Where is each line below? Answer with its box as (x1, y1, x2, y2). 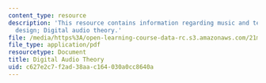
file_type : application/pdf (8, 41, 101, 49)
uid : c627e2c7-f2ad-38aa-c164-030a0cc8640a (8, 63, 154, 71)
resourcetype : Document (8, 48, 87, 56)
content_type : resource (8, 11, 87, 20)
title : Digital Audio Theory (8, 56, 104, 64)
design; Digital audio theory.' (15, 26, 123, 34)
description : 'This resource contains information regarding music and (8, 19, 249, 27)
